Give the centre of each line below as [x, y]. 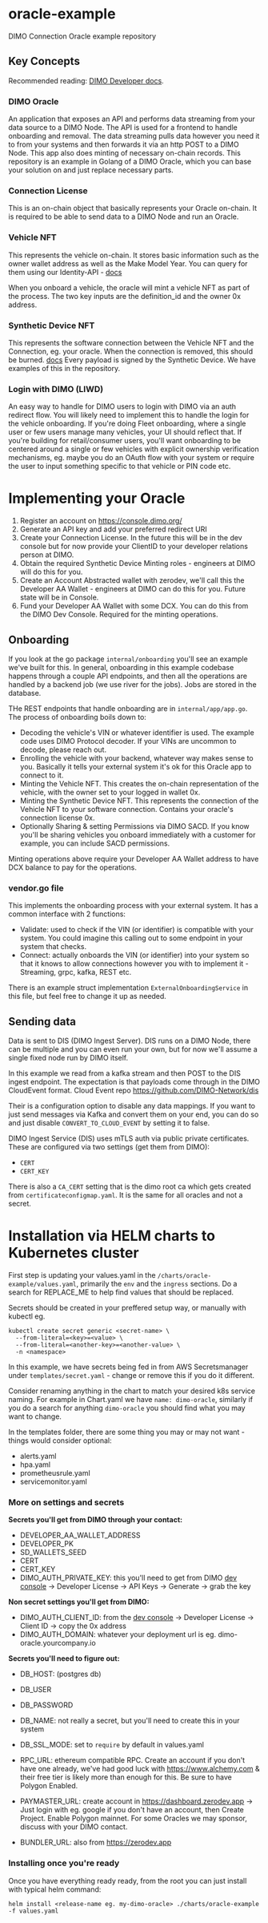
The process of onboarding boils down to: [77, 717]
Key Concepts [44, 61]
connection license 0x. [57, 818]
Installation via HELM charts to [112, 1236]
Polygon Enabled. [49, 1786]
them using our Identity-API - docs [65, 272]
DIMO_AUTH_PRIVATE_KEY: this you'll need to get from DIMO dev [128, 1578]
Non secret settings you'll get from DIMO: [79, 1602]
